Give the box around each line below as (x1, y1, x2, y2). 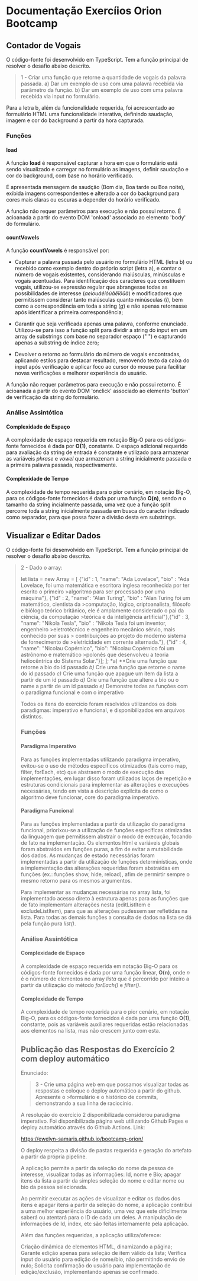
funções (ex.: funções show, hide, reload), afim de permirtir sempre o (20, 870, 190, 878)
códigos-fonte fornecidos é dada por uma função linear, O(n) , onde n (20, 969, 190, 976)
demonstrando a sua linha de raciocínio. (35, 1100, 133, 1107)
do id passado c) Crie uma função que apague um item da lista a (20, 670, 178, 677)
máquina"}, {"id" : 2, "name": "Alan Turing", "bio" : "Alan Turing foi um (20, 595, 190, 602)
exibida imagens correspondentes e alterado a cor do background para (6, 190, 180, 197)
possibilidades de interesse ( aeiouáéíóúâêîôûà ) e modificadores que (14, 290, 182, 297)
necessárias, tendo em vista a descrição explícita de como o (20, 787, 168, 794)
